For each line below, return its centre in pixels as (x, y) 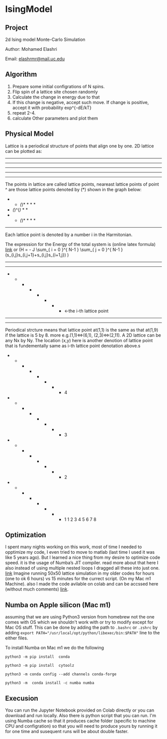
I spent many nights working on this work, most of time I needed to (74, 547)
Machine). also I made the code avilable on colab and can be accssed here (82, 584)
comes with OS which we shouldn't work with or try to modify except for (79, 622)
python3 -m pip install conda (38, 657)
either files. (17, 638)
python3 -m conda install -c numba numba (50, 683)
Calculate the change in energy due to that (56, 97)
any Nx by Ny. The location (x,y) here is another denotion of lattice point (79, 340)
